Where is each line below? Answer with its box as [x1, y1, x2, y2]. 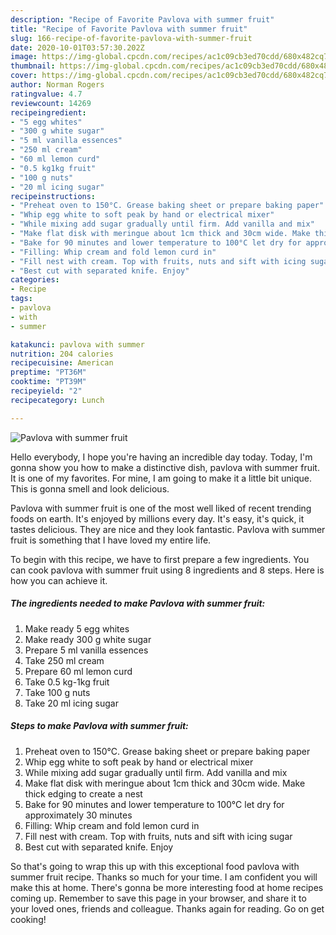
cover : [10, 71, 38, 81]
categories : [10, 275, 60, 285]
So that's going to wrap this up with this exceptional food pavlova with [10, 860, 300, 872]
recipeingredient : [10, 107, 87, 118]
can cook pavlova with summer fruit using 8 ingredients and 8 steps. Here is [10, 564, 325, 576]
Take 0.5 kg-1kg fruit [24, 676, 110, 688]
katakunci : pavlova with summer [10, 339, 145, 350]
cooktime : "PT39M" [10, 377, 87, 387]
